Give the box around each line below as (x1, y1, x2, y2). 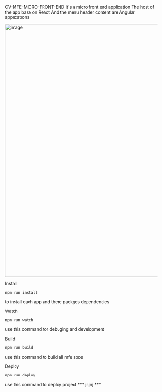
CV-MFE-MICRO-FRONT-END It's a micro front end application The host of (5, 4, 155, 10)
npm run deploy (5, 373, 36, 377)
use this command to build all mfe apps (5, 354, 83, 359)
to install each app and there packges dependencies (5, 298, 110, 305)
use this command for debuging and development (5, 326, 105, 332)
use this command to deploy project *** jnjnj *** (5, 381, 102, 387)
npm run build (5, 345, 34, 350)
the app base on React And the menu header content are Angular (5, 9, 135, 15)
